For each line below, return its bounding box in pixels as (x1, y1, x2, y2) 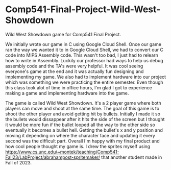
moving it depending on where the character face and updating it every (5, 132, 156, 138)
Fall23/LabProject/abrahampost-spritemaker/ (5, 154, 101, 160)
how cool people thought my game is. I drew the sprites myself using (5, 143, 151, 149)
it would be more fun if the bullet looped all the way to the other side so (5, 122, 156, 128)
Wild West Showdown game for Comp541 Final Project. (5, 31, 121, 37)
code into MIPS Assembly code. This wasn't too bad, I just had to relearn (5, 52, 158, 58)
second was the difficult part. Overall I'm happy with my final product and (5, 138, 160, 144)
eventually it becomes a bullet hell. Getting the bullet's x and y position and (5, 127, 163, 133)
